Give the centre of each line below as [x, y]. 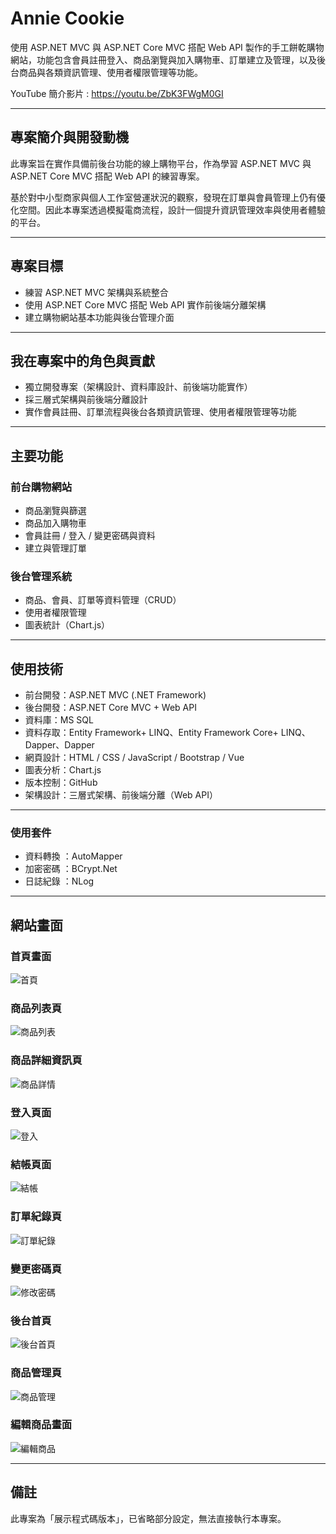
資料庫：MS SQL [59, 720]
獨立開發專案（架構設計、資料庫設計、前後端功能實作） [138, 387]
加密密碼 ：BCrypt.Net [71, 869]
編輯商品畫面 [41, 1425]
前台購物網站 [41, 487]
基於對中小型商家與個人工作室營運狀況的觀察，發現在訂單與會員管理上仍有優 [168, 197]
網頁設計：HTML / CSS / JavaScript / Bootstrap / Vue [134, 758]
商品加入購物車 [55, 523]
